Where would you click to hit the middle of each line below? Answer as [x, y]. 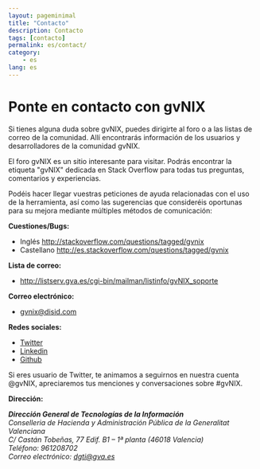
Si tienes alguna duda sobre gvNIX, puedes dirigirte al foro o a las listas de [130, 129]
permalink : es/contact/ [48, 45]
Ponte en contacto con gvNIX [107, 106]
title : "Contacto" [39, 23]
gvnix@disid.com [48, 311]
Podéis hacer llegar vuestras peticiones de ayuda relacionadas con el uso [129, 193]
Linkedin [34, 350]
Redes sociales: [35, 326]
